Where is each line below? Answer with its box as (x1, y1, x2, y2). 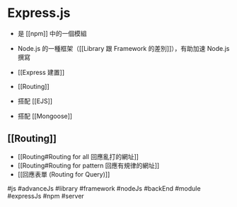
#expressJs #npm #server (7, 191, 85, 200)
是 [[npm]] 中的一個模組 (17, 29, 87, 37)
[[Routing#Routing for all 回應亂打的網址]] (17, 152, 139, 160)
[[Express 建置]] (17, 68, 65, 76)
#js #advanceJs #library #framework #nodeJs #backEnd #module (7, 184, 201, 192)
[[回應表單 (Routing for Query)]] (17, 170, 110, 178)
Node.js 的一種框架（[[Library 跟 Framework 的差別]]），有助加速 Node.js (17, 44, 230, 52)
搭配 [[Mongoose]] (17, 112, 73, 120)
